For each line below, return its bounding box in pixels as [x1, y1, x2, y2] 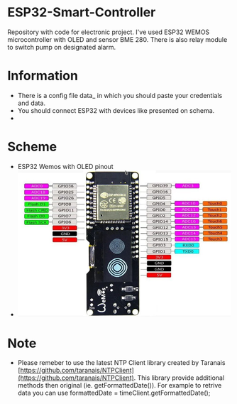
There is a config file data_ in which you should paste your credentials [17, 91, 223, 99]
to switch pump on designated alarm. [7, 43, 116, 51]
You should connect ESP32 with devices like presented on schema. [17, 106, 215, 114]
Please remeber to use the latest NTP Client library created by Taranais [17, 359, 226, 367]
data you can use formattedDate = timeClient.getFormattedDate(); [17, 388, 211, 398]
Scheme [7, 139, 57, 155]
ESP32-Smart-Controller [7, 4, 156, 21]
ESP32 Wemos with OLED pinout [17, 162, 114, 170]
